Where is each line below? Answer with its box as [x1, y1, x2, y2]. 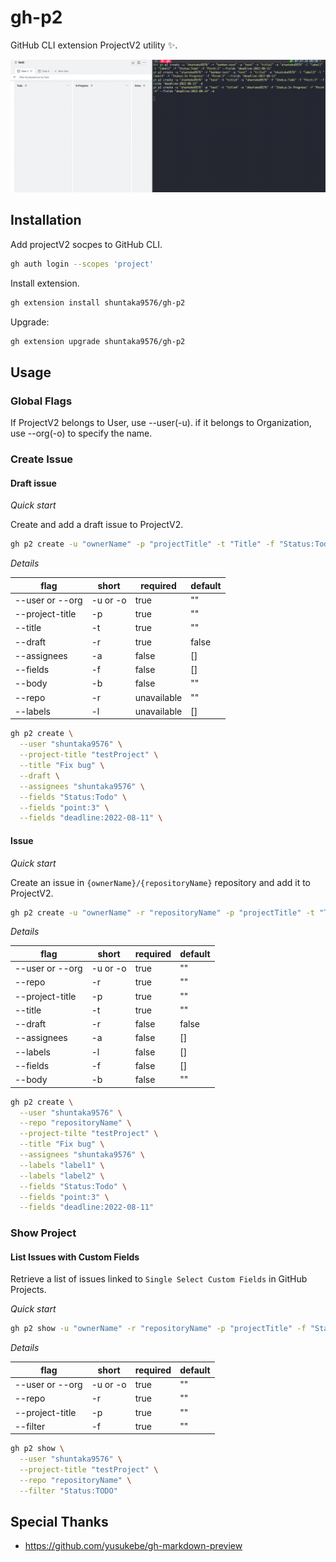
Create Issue [10, 452, 74, 466]
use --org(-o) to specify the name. [10, 427, 153, 440]
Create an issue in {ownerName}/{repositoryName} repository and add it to [10, 876, 311, 888]
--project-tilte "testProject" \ [19, 1129, 159, 1139]
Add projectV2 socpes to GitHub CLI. [10, 238, 163, 250]
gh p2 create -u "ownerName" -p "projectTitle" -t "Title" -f [10, 539, 275, 550]
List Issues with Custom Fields [10, 1251, 140, 1263]
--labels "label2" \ [19, 1171, 105, 1181]
